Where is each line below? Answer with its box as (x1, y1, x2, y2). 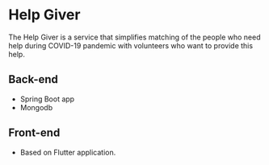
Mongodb (19, 102, 53, 112)
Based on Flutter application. (19, 147, 116, 157)
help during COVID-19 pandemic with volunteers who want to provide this (8, 40, 253, 50)
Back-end (8, 72, 59, 86)
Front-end (8, 126, 61, 140)
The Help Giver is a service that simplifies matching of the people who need (8, 32, 261, 42)
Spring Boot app (19, 94, 75, 104)
